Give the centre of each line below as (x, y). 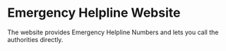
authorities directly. (35, 39)
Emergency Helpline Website (94, 13)
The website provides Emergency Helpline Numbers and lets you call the (113, 32)
